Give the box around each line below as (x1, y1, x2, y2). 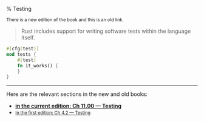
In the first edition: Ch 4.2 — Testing (15, 110, 91, 116)
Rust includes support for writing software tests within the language (21, 27, 191, 35)
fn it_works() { (17, 63, 59, 69)
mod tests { (6, 51, 36, 57)
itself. (21, 34, 35, 41)
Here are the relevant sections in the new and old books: (6, 90, 148, 98)
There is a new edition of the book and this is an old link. (6, 17, 124, 23)
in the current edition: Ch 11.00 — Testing (15, 103, 122, 110)
